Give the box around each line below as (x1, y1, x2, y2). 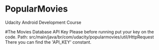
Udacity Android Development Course (5, 19, 81, 25)
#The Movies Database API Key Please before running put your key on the (5, 29, 155, 34)
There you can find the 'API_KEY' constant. (5, 39, 92, 45)
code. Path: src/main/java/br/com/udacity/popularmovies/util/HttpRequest (5, 34, 154, 40)
